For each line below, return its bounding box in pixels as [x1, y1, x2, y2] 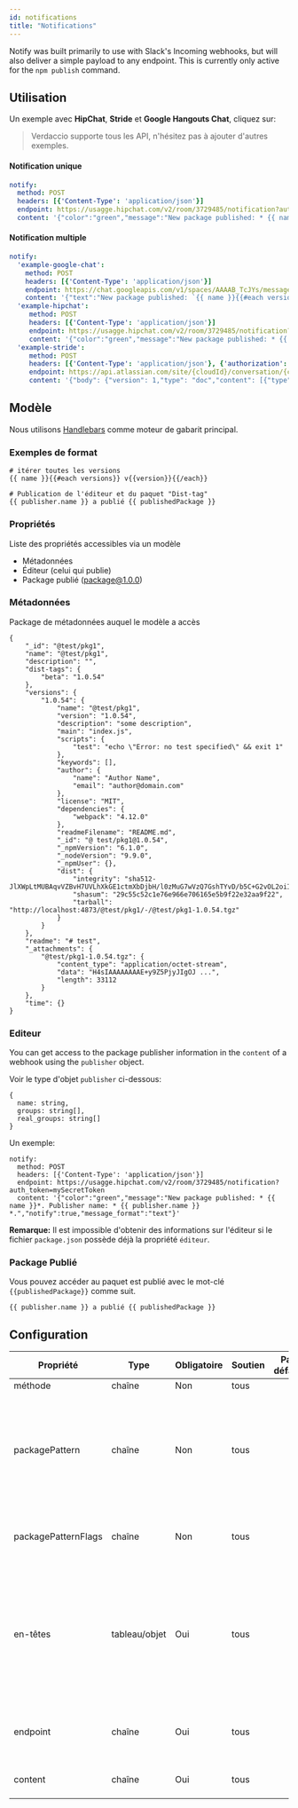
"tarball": [72, 897, 114, 906]
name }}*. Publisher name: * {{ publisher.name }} [9, 1202, 200, 1211]
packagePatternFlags [13, 1530, 104, 1543]
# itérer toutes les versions [9, 467, 122, 476]
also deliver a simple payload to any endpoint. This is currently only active [9, 55, 279, 66]
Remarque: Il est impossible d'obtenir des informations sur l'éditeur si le [9, 1225, 273, 1236]
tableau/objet [111, 1628, 167, 1640]
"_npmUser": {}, [56, 858, 117, 868]
